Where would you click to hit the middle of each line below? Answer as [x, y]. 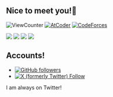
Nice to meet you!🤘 [42, 11]
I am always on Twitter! [34, 87]
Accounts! [25, 56]
